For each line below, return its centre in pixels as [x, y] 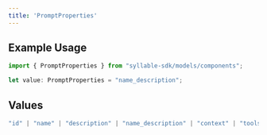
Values [26, 105]
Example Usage [48, 48]
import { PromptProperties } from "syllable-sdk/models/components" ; [126, 66]
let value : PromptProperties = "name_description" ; [95, 80]
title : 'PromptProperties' [53, 15]
